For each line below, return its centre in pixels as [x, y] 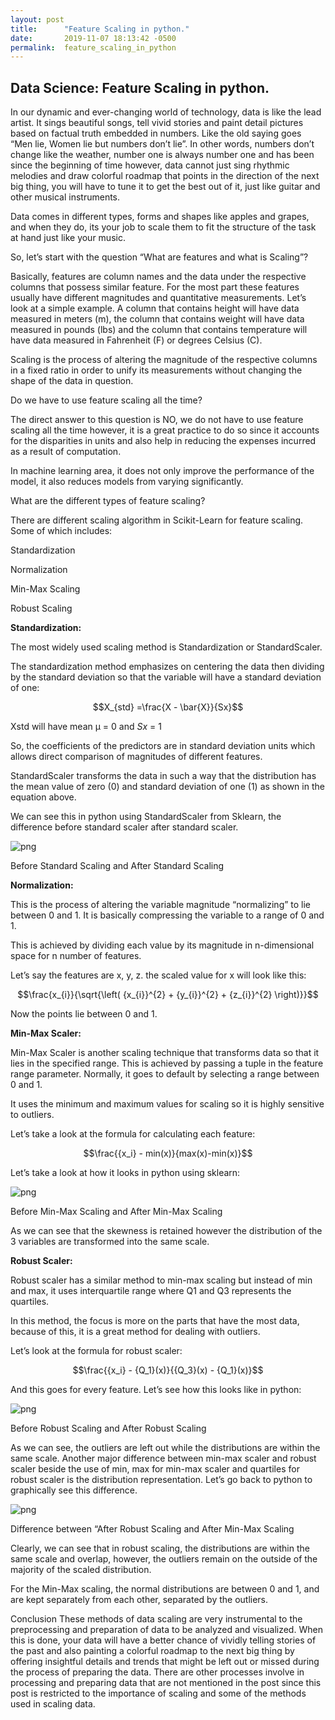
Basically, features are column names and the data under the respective [158, 277]
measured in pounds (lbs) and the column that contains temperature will [159, 330]
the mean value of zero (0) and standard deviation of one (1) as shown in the [167, 787]
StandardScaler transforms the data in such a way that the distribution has [163, 776]
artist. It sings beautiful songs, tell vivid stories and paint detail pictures [157, 123]
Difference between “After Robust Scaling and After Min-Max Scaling [152, 1529]
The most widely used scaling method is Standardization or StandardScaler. [166, 647]
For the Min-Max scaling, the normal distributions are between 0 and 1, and [165, 1589]
